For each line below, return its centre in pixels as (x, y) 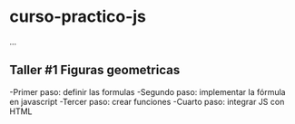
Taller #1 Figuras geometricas (95, 70)
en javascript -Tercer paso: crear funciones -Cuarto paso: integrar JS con (147, 101)
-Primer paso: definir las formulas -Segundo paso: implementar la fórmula (147, 91)
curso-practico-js (78, 17)
